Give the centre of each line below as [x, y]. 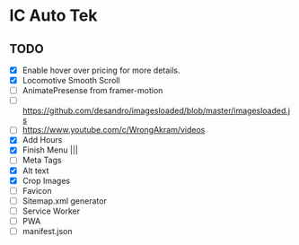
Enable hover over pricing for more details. [101, 70]
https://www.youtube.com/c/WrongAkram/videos [114, 130]
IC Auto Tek [53, 16]
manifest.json [47, 231]
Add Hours [42, 140]
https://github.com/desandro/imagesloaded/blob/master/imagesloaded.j [156, 111]
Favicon [37, 190]
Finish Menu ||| [50, 150]
